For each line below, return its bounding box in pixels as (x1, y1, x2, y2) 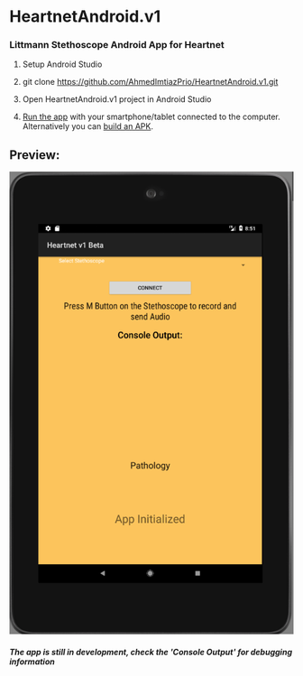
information (9, 656, 56, 667)
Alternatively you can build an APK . (22, 121, 153, 132)
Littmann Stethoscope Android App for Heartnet (9, 39, 225, 51)
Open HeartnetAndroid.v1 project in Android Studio (22, 94, 212, 105)
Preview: (9, 147, 60, 162)
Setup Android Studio (22, 59, 103, 69)
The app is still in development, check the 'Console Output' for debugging (9, 646, 293, 657)
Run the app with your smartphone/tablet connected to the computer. (22, 111, 281, 123)
